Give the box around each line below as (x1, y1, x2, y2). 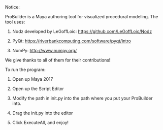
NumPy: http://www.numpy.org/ (12, 48, 77, 53)
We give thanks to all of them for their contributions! (5, 57, 111, 63)
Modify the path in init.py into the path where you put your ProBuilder (12, 96, 153, 101)
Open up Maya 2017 (12, 76, 53, 82)
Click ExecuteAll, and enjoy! (12, 120, 69, 125)
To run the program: (5, 66, 46, 72)
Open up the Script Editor (12, 86, 64, 92)
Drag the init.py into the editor (12, 110, 73, 116)
